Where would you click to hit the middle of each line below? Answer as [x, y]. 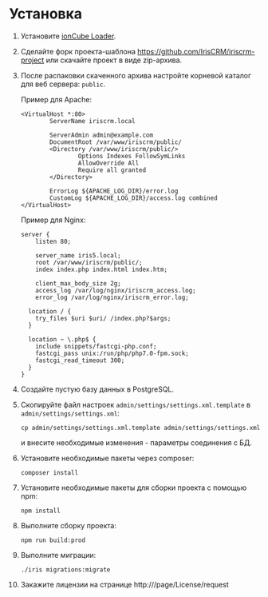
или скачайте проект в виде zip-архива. [114, 60]
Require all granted [112, 170]
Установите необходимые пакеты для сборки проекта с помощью [134, 488]
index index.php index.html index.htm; [102, 269]
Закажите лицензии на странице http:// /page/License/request [125, 584]
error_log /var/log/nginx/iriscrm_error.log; [112, 297]
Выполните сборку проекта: [68, 525]
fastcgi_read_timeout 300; [80, 360]
